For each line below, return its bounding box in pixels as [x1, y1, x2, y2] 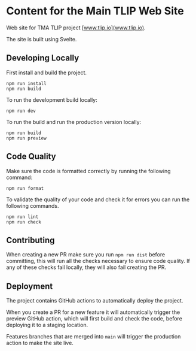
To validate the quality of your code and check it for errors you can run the [6, 196, 190, 203]
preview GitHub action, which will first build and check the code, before [6, 315, 182, 322]
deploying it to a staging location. [6, 322, 88, 329]
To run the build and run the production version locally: [6, 118, 142, 125]
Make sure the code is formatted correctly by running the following [6, 167, 171, 174]
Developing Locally [6, 53, 79, 63]
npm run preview [6, 135, 47, 141]
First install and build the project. [6, 69, 87, 76]
